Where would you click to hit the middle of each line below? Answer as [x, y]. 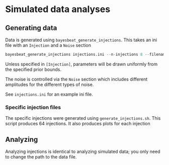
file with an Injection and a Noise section [48, 45]
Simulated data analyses [58, 9]
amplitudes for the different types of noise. [50, 85]
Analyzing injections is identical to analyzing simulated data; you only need [83, 151]
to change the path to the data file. [41, 156]
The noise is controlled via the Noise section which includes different [76, 79]
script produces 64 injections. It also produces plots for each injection [78, 124]
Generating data [31, 28]
